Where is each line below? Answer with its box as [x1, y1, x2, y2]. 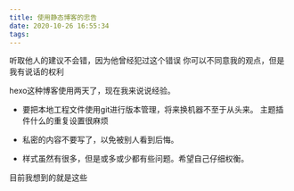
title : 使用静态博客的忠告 [9, 12, 98, 22]
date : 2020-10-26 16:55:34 [9, 21, 110, 30]
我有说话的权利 [9, 66, 64, 77]
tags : [9, 29, 29, 38]
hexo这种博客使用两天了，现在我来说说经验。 [9, 86, 176, 96]
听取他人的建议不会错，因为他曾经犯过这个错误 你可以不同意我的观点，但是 [9, 55, 285, 66]
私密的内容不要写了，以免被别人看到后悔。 [21, 135, 179, 145]
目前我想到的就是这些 [9, 172, 87, 183]
